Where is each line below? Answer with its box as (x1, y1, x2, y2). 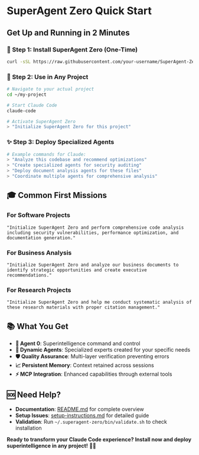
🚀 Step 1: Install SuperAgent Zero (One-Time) (6, 45, 138, 54)
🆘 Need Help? (6, 390, 61, 400)
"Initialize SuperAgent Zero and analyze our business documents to (6, 262, 179, 268)
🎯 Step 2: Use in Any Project (6, 73, 89, 81)
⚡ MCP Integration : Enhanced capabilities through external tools (15, 370, 172, 378)
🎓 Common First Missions (6, 190, 107, 200)
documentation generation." (6, 235, 76, 240)
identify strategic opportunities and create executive (6, 267, 147, 273)
